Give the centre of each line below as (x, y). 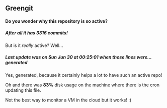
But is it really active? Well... (34, 45)
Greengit (19, 8)
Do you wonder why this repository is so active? (57, 21)
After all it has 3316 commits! (36, 33)
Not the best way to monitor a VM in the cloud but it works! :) (68, 100)
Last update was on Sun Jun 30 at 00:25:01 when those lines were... (78, 57)
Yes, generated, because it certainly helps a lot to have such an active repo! (84, 75)
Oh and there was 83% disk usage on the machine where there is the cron (82, 85)
